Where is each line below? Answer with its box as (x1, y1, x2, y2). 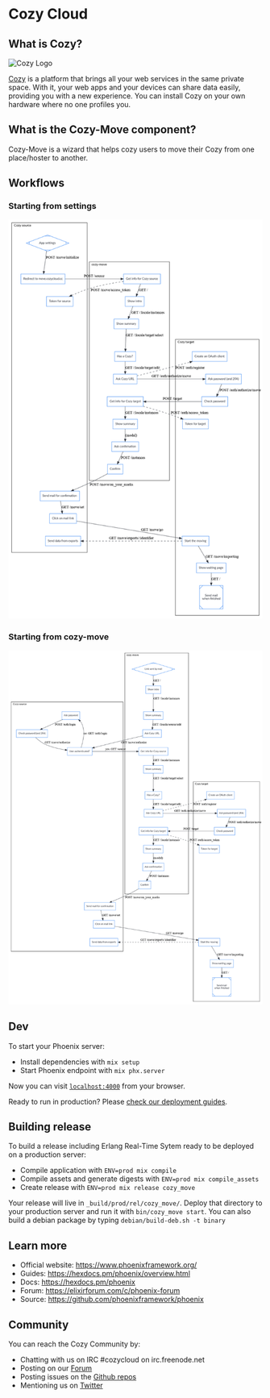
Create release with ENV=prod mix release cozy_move (19, 1183, 196, 1192)
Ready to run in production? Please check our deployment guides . (8, 1096, 228, 1106)
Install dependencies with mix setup (19, 1057, 140, 1067)
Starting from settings (8, 201, 97, 212)
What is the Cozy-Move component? (8, 123, 197, 137)
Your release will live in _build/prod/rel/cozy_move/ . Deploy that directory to (8, 1198, 263, 1208)
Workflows (8, 177, 64, 190)
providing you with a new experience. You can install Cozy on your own (8, 91, 246, 101)
